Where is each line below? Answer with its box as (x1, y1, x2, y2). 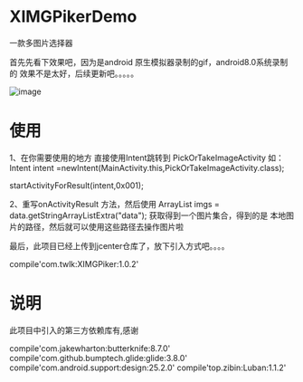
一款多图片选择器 (9, 37, 73, 48)
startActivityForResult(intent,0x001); (9, 179, 145, 191)
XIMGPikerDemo (9, 6, 137, 27)
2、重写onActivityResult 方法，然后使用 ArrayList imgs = (9, 198, 220, 209)
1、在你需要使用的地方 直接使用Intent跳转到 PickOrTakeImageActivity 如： (9, 152, 285, 163)
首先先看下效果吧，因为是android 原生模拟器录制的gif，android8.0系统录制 (9, 56, 289, 67)
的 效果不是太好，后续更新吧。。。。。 (9, 68, 138, 79)
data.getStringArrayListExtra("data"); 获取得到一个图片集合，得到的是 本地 (9, 210, 287, 221)
